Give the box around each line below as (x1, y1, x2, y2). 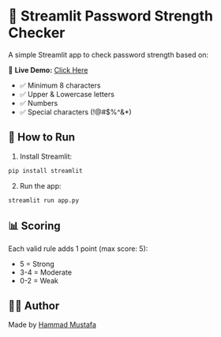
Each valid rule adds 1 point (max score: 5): (8, 244, 148, 253)
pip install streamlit (8, 167, 83, 174)
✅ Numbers (19, 98, 58, 107)
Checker (8, 24, 66, 42)
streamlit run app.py (8, 197, 80, 204)
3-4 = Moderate (19, 268, 73, 277)
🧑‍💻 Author (8, 299, 60, 313)
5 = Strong (19, 260, 55, 269)
